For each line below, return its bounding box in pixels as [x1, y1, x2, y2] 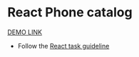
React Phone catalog [7, 4, 133, 21]
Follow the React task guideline [17, 41, 110, 50]
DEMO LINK [7, 28, 43, 36]
